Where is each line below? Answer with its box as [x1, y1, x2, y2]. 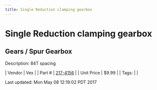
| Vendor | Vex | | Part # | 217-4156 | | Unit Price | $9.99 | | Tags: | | [5, 70, 139, 75]
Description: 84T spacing [5, 60, 56, 66]
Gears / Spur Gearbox [5, 47, 72, 56]
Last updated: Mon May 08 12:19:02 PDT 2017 [5, 79, 97, 85]
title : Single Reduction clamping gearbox [5, 7, 92, 12]
